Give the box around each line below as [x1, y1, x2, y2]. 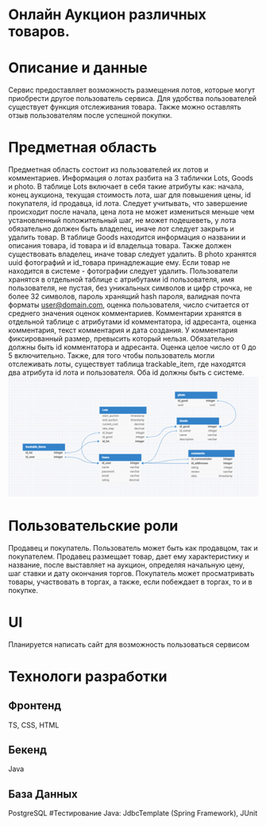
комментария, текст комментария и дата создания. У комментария [8, 325, 238, 335]
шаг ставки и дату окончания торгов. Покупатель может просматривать [8, 568, 255, 578]
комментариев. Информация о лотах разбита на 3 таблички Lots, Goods [8, 173, 254, 183]
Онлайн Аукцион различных [8, 6, 206, 24]
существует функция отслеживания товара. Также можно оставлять [8, 102, 242, 112]
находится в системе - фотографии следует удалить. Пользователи [8, 267, 238, 276]
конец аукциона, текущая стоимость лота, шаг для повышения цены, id [8, 190, 252, 200]
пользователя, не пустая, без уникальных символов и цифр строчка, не [8, 283, 253, 293]
